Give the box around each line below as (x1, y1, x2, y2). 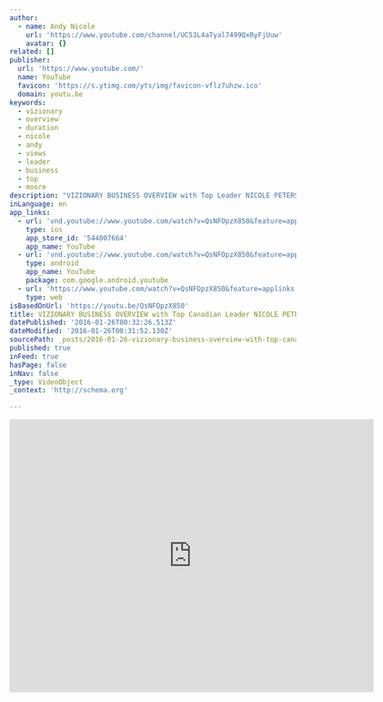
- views (17, 148, 47, 158)
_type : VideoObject (9, 377, 84, 387)
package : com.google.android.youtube (25, 276, 169, 285)
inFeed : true (9, 351, 59, 361)
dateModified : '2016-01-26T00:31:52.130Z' (9, 327, 173, 336)
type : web (25, 292, 64, 301)
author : (9, 13, 39, 23)
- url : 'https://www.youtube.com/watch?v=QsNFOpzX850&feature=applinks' (17, 284, 299, 293)
